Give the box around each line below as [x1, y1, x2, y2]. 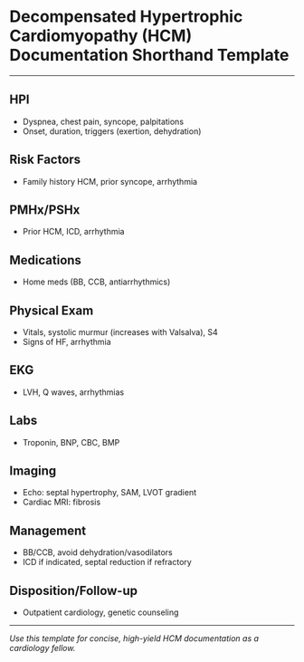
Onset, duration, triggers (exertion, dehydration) [22, 125, 202, 137]
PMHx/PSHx [9, 202, 81, 217]
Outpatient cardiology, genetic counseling [22, 607, 179, 618]
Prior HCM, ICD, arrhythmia [22, 226, 125, 237]
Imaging [9, 464, 57, 479]
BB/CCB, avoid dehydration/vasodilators [22, 547, 174, 558]
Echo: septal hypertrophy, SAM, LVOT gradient [22, 487, 197, 498]
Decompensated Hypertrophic [9, 6, 243, 27]
